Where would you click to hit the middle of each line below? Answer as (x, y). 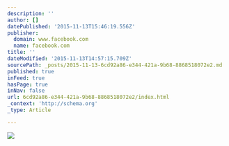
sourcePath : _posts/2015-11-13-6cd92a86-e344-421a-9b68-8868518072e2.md (115, 65)
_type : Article (29, 110)
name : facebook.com (42, 46)
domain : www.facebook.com (51, 39)
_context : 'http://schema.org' (53, 104)
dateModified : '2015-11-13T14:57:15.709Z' (70, 59)
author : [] (23, 20)
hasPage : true (28, 84)
